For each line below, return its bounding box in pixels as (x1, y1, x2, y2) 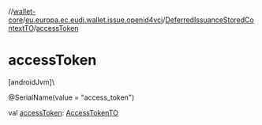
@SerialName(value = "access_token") (8, 93, 135, 102)
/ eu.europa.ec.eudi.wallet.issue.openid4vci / (22, 15, 166, 25)
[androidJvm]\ (8, 77, 55, 86)
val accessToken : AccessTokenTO (8, 108, 118, 117)
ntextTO (8, 24, 34, 32)
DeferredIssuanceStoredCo (165, 15, 254, 25)
